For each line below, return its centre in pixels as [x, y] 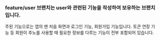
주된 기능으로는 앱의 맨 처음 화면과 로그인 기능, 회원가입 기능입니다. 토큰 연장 [78, 27]
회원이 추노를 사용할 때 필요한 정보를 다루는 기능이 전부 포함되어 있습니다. [85, 33]
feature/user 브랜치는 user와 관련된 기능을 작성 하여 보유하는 [73, 7]
